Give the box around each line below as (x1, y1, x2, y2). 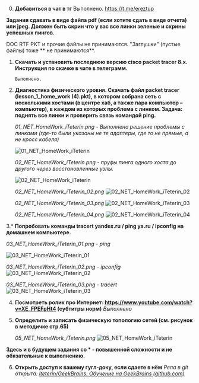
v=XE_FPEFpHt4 (14, 305, 56, 312)
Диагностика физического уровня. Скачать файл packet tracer (14, 87, 180, 94)
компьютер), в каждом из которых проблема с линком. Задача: (14, 106, 183, 112)
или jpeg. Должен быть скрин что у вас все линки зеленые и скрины (6, 23, 186, 30)
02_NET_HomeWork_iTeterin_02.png (14, 188, 105, 195)
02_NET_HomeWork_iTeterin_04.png (14, 211, 105, 218)
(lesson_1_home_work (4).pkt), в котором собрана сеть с (14, 93, 162, 100)
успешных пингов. (6, 29, 55, 36)
